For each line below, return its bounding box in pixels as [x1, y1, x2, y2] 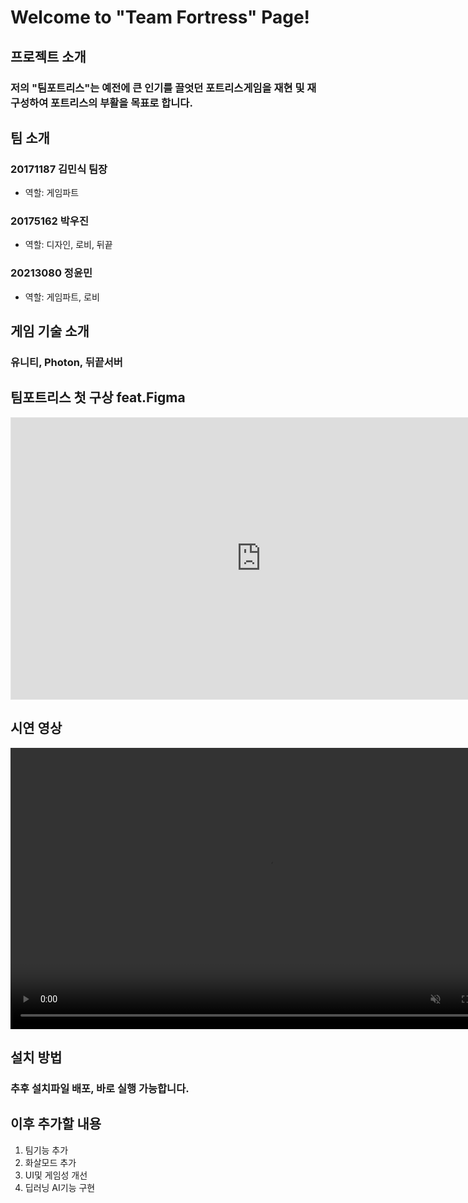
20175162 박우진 [10, 214, 89, 228]
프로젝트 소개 [10, 48, 87, 65]
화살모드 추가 [24, 1156, 77, 1168]
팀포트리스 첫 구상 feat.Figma [10, 389, 186, 406]
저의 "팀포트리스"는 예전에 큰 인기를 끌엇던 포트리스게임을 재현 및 [10, 81, 305, 95]
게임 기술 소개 [10, 323, 90, 340]
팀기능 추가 [24, 1144, 69, 1156]
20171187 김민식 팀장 [10, 162, 108, 176]
